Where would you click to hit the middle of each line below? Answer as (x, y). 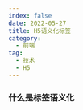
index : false (30, 16)
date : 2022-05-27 (37, 23)
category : (25, 38)
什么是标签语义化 (41, 97)
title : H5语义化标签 (39, 31)
